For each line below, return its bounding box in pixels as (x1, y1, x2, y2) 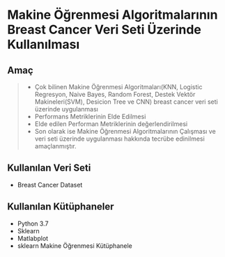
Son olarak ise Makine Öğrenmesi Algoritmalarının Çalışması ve (34, 127, 216, 135)
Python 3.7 (17, 219, 49, 228)
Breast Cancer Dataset (17, 180, 83, 189)
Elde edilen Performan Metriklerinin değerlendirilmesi (34, 120, 188, 128)
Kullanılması (7, 37, 80, 52)
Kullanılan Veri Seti (7, 162, 91, 174)
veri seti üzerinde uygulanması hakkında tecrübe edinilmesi (34, 134, 205, 143)
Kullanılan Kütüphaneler (7, 201, 114, 212)
